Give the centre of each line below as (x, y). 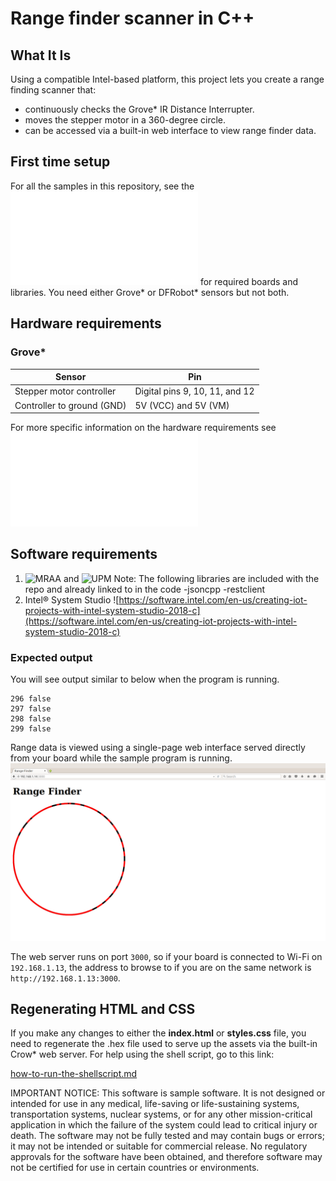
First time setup (60, 162)
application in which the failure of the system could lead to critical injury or (164, 1125)
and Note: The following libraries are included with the (191, 578)
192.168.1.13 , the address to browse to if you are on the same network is (161, 967)
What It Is (41, 55)
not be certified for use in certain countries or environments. (135, 1168)
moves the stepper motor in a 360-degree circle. (125, 120)
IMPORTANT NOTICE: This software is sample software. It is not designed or (168, 1093)
